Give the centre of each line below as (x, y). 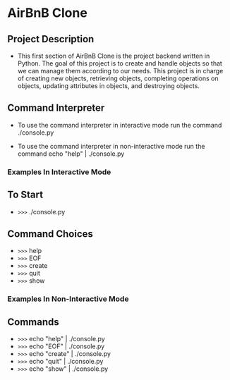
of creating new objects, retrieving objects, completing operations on (118, 78)
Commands (34, 322)
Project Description (51, 39)
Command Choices (50, 234)
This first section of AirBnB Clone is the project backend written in (114, 56)
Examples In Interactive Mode (59, 172)
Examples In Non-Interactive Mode (68, 299)
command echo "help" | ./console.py (71, 154)
